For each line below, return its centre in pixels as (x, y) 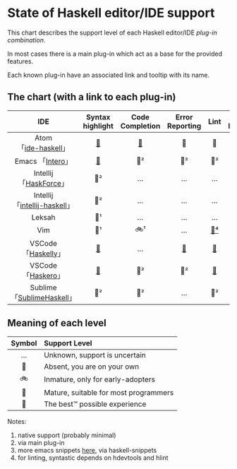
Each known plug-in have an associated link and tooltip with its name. (109, 75)
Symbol (24, 343)
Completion (140, 126)
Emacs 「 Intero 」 (43, 161)
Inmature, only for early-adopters (99, 379)
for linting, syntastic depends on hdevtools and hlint (93, 458)
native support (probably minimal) (67, 435)
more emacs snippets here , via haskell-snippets (87, 450)
